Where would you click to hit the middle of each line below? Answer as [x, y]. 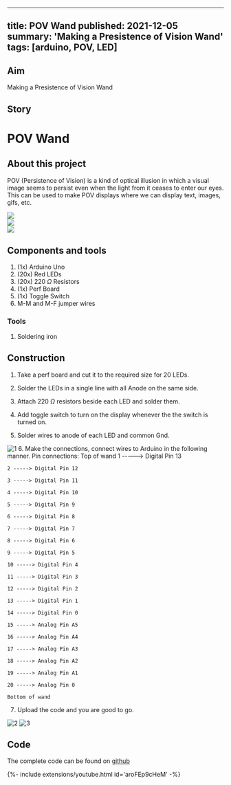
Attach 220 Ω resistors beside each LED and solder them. [98, 401]
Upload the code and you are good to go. [75, 709]
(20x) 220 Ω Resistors [48, 282]
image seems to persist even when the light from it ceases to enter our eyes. [115, 188]
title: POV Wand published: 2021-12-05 [93, 26]
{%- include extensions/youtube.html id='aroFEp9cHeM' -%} [94, 775]
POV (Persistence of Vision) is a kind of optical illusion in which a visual [108, 180]
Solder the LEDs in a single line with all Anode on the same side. [108, 388]
